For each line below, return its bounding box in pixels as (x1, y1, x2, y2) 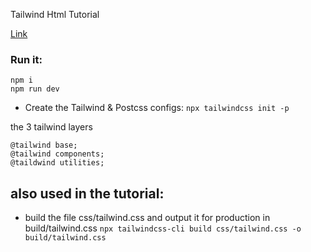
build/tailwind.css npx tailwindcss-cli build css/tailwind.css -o (24, 222, 302, 234)
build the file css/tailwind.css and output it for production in (24, 212, 271, 224)
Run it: (10, 52, 43, 66)
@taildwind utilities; (10, 158, 105, 168)
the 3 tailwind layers (10, 121, 93, 133)
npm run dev (10, 84, 60, 94)
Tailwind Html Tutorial (10, 9, 100, 20)
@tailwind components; (10, 149, 105, 159)
